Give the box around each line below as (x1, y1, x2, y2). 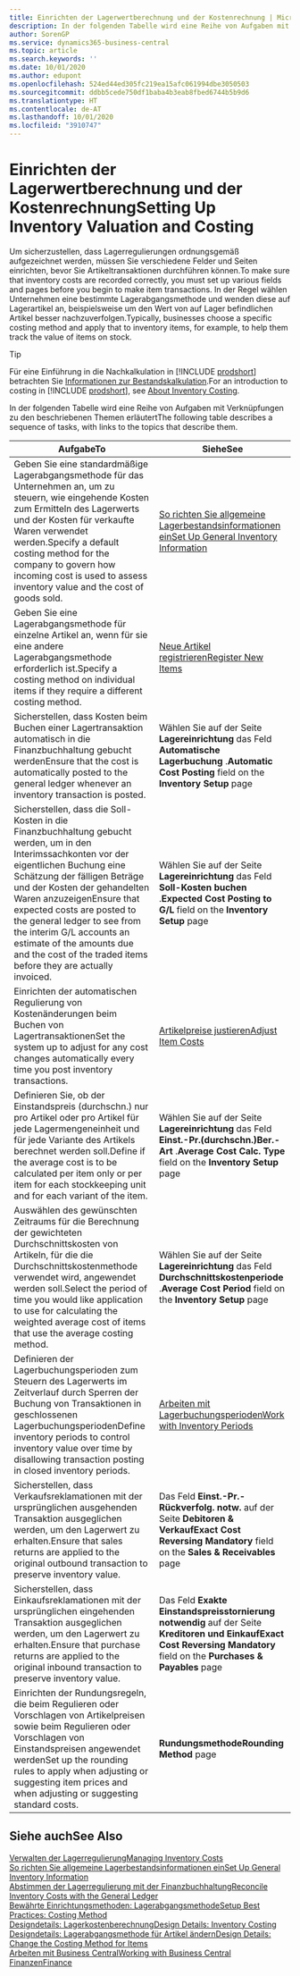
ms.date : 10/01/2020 (9, 63, 87, 72)
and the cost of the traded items (13, 948, 148, 961)
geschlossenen (13, 1408, 79, 1421)
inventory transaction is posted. (13, 788, 146, 801)
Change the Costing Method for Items (9, 1938, 149, 1948)
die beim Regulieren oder (13, 1697, 119, 1710)
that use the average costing (13, 1326, 134, 1339)
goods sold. (13, 592, 63, 604)
